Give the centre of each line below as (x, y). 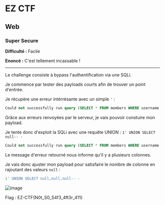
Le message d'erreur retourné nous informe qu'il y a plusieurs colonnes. (78, 154)
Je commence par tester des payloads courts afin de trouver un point (75, 84)
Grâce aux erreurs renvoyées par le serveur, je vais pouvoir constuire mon (80, 117)
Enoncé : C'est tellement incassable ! (43, 61)
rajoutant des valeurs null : (33, 169)
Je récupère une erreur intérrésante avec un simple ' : (60, 99)
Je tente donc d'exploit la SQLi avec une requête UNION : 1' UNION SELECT (80, 132)
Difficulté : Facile (23, 51)
